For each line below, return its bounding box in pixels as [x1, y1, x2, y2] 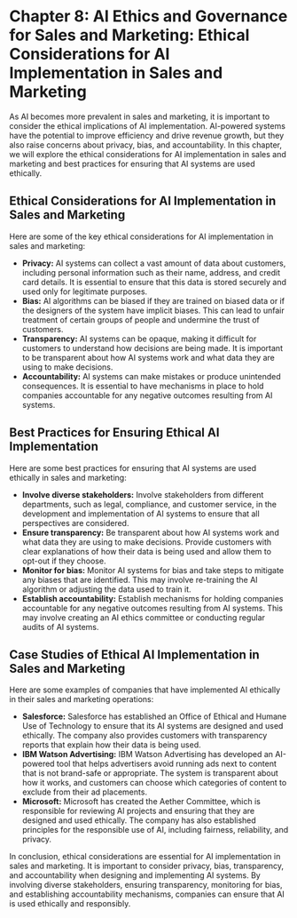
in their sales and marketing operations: [9, 694, 154, 705]
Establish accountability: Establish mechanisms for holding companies [21, 593, 284, 603]
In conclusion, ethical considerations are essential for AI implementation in [9, 851, 281, 862]
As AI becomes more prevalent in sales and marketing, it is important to [9, 111, 270, 122]
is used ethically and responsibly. [9, 898, 131, 909]
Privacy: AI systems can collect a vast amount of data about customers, [21, 258, 286, 268]
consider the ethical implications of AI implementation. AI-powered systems [9, 120, 286, 131]
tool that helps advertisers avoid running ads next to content [56, 758, 277, 770]
